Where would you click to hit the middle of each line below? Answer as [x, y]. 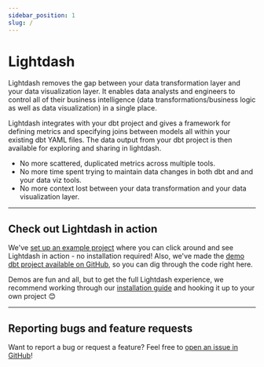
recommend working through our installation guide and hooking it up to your [132, 288]
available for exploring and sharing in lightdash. [85, 148]
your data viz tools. [51, 180]
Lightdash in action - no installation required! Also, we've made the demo [126, 256]
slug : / [21, 23]
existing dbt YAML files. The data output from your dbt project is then [120, 140]
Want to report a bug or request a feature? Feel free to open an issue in [123, 347]
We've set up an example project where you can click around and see [121, 248]
